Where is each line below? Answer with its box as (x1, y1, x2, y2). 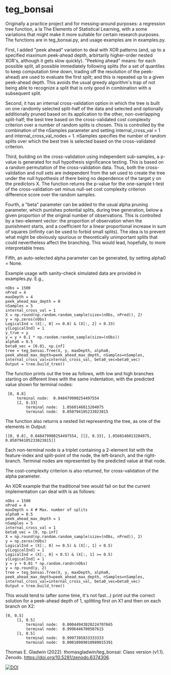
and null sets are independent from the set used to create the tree (27, 170, 165, 176)
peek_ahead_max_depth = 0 (5, 299, 60, 304)
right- (144, 452, 157, 458)
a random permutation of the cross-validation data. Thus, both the (5, 164, 144, 170)
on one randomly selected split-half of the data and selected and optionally (5, 105, 163, 111)
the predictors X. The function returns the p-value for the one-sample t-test (5, 181, 164, 187)
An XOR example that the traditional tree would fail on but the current (5, 483, 151, 489)
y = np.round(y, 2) (5, 565, 47, 571)
